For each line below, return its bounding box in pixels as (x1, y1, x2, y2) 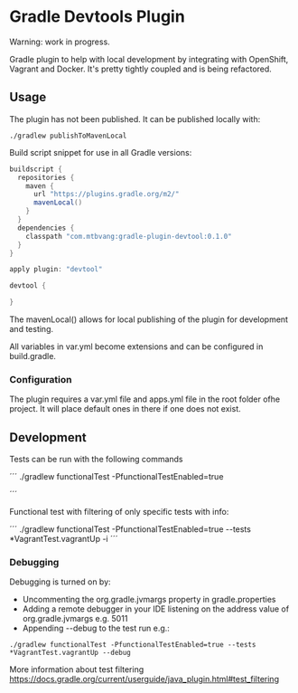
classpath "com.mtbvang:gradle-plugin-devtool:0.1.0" (25, 232, 232, 241)
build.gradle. (9, 351, 57, 361)
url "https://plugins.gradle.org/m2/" (33, 190, 180, 199)
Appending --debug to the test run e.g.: (22, 622, 170, 634)
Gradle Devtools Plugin (9, 6, 185, 27)
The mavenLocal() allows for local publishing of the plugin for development (9, 314, 289, 325)
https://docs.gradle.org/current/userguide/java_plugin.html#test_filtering (9, 674, 280, 685)
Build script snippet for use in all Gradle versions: (9, 147, 192, 157)
